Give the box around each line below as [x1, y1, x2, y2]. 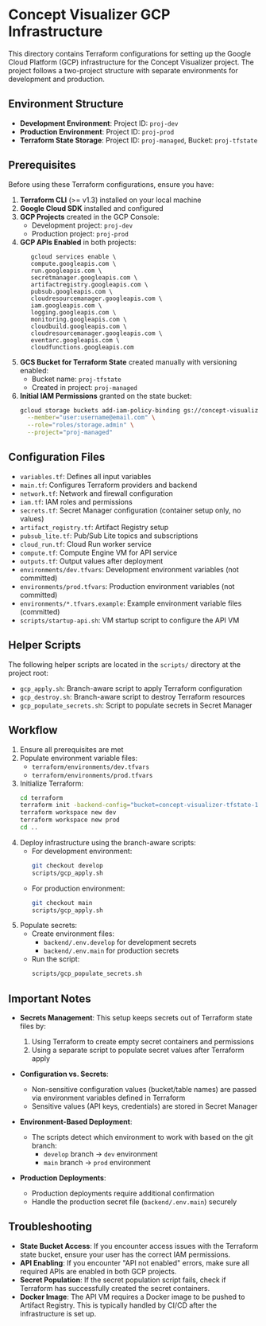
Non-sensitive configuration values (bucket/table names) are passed [31, 1085, 256, 1094]
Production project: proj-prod [31, 228, 129, 238]
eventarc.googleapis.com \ [30, 336, 121, 344]
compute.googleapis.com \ [30, 259, 117, 267]
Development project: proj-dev [31, 220, 133, 230]
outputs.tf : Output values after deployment [19, 556, 164, 566]
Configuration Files [8, 450, 106, 464]
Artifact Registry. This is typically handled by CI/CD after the [19, 1300, 217, 1310]
